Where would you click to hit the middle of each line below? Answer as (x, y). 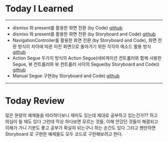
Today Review (35, 101)
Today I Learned (39, 9)
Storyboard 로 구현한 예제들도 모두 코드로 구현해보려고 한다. (64, 134)
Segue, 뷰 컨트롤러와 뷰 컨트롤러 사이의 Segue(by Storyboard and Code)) (86, 64)
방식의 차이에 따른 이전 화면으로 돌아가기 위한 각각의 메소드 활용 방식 (84, 46)
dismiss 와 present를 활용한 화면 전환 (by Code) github (67, 27)
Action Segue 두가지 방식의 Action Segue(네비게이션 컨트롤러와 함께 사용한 (87, 58)
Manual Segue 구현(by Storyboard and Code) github (66, 76)
